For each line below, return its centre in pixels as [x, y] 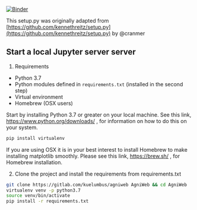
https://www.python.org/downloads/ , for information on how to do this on [96, 121]
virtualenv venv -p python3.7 [44, 190]
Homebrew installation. [34, 162]
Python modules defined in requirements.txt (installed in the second [99, 84]
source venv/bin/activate [38, 196]
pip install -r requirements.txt [47, 201]
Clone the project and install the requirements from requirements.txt [98, 174]
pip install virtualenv [36, 138]
